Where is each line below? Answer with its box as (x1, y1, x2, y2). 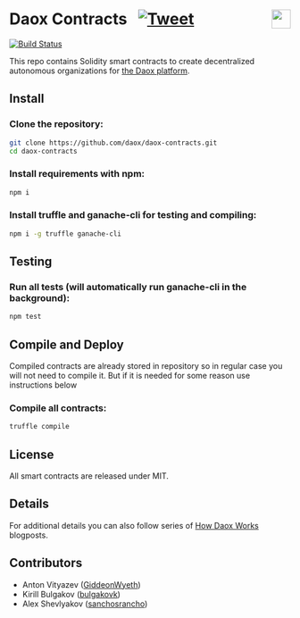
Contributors (9, 555, 83, 571)
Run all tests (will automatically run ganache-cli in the (9, 281, 247, 294)
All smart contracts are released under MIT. (9, 471, 170, 481)
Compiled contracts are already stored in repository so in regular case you (9, 361, 283, 372)
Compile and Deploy (9, 337, 124, 352)
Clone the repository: (9, 118, 104, 130)
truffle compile (9, 422, 70, 431)
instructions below (9, 380, 78, 390)
